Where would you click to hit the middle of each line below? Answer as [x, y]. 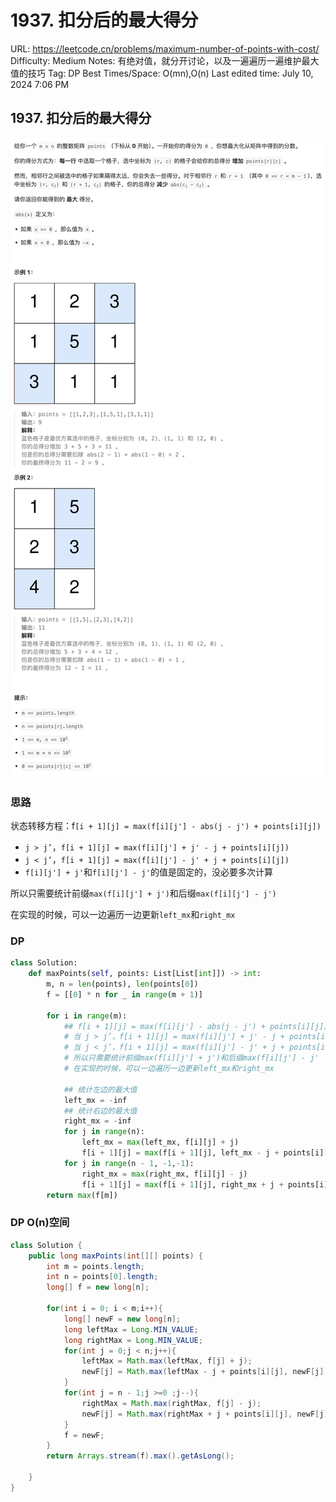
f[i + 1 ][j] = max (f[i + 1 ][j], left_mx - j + [180, 1153]
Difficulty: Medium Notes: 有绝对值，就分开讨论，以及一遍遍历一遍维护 [156, 60]
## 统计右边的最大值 [100, 1111]
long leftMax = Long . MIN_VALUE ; [131, 1329]
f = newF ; [84, 1435]
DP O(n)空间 [40, 1223]
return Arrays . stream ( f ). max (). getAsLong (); [140, 1456]
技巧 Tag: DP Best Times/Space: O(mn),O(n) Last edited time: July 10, [170, 73]
